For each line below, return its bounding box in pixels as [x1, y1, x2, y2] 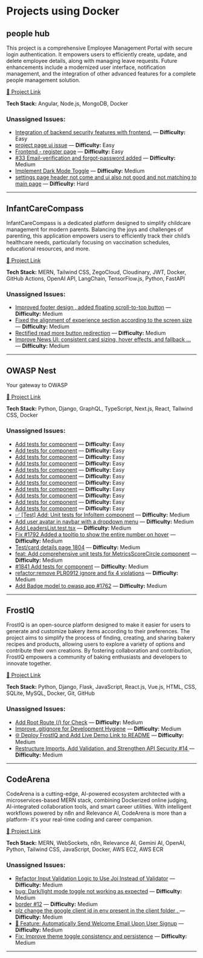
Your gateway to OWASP [6, 382, 68, 389]
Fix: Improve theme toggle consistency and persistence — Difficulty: [14, 933, 187, 940]
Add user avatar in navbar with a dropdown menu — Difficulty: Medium [14, 518, 195, 525]
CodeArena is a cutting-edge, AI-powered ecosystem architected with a [6, 790, 185, 798]
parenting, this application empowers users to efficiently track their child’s [6, 232, 190, 239]
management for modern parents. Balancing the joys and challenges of [6, 226, 183, 233]
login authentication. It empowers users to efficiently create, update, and [6, 51, 187, 58]
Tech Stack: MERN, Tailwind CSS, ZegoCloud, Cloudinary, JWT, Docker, [6, 269, 187, 276]
